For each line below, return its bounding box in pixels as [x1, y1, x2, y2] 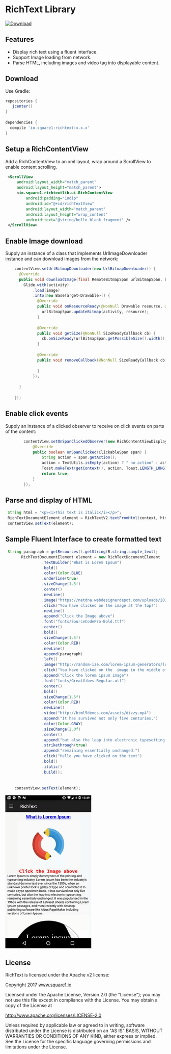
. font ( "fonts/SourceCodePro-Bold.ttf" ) [41, 619, 126, 624]
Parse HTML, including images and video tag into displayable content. [12, 60, 160, 66]
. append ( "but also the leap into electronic [41, 737, 138, 742]
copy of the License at [5, 1002, 52, 1009]
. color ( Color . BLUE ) [41, 571, 83, 576]
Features [5, 35, 34, 44]
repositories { [5, 98, 38, 104]
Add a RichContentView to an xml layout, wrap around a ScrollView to [5, 158, 151, 164]
